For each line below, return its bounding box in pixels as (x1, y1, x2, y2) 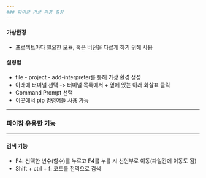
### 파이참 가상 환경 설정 (6, 9, 64, 15)
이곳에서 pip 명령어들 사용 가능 (15, 96, 89, 104)
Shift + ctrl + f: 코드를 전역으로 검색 (15, 164, 101, 172)
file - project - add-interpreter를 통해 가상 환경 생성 (15, 74, 142, 81)
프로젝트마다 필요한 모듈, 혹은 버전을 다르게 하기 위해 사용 (15, 44, 153, 51)
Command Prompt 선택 (15, 89, 74, 96)
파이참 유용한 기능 (6, 119, 56, 128)
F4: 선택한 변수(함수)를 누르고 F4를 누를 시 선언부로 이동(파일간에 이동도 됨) (15, 157, 197, 164)
